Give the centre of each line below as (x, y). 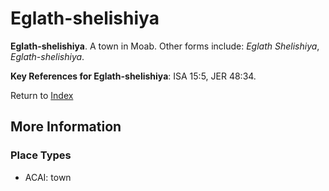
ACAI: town (48, 177)
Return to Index (42, 95)
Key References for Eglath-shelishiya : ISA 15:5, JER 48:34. (133, 76)
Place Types (41, 155)
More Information (66, 127)
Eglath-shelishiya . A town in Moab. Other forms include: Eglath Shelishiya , (165, 46)
